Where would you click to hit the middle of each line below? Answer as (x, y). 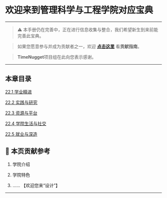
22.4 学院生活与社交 (26, 123)
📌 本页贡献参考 (28, 151)
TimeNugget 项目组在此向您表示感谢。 (57, 57)
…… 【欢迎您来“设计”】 (36, 185)
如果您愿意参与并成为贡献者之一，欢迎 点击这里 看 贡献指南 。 (80, 46)
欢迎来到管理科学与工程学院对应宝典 (79, 10)
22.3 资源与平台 (21, 113)
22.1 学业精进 (19, 92)
